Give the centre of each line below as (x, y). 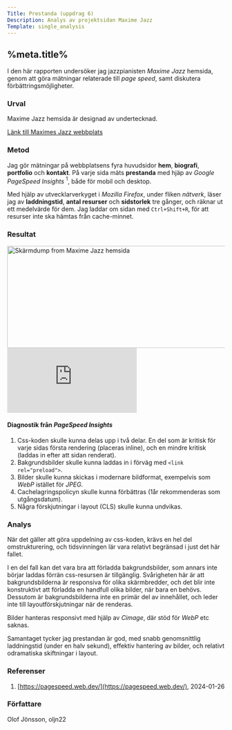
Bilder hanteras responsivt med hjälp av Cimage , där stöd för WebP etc (108, 618)
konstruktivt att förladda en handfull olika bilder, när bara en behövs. (105, 590)
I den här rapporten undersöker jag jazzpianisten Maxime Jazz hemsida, (110, 71)
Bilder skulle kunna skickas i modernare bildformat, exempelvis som (114, 477)
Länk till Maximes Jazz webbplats (55, 132)
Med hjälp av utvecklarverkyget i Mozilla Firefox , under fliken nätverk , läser (115, 194)
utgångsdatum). (40, 499)
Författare (25, 704)
